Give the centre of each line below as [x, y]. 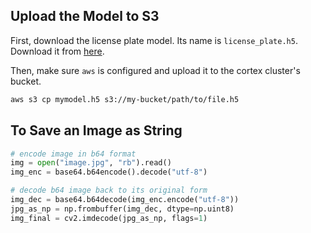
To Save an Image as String [96, 130]
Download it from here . [57, 51]
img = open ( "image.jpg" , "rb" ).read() [91, 163]
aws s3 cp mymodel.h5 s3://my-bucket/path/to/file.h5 [125, 99]
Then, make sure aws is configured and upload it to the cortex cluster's [155, 70]
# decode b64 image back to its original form [109, 190]
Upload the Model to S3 [85, 16]
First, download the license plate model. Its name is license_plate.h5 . [154, 40]
